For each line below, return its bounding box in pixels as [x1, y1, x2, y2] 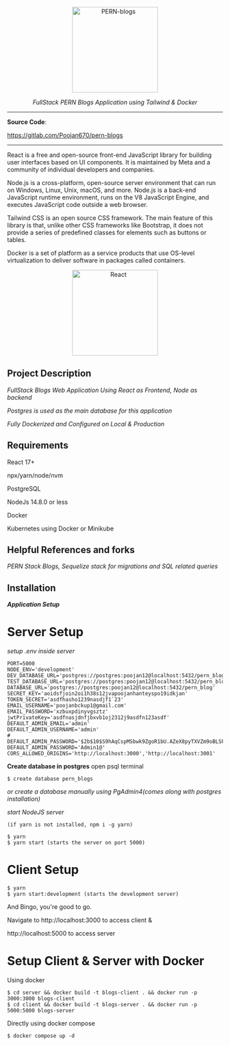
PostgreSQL [7, 484, 41, 493]
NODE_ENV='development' [7, 666, 75, 673]
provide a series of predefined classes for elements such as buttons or [7, 228, 207, 236]
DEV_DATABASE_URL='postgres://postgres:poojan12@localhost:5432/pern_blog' [7, 672, 228, 679]
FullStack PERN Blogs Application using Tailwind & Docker [32, 98, 198, 106]
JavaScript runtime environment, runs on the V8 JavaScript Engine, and [7, 193, 209, 202]
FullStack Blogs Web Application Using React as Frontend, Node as [7, 386, 198, 394]
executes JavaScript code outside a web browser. [7, 201, 149, 208]
